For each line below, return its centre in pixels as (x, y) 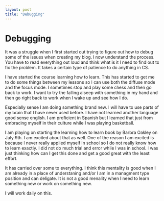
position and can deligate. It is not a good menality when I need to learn (77, 178)
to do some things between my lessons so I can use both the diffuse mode (80, 82)
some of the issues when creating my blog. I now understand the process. (80, 57)
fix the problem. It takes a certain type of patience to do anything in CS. (77, 68)
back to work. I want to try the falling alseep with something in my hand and (82, 93)
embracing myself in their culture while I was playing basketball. (70, 123)
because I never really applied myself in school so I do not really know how (81, 143)
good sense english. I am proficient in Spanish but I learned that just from (79, 118)
